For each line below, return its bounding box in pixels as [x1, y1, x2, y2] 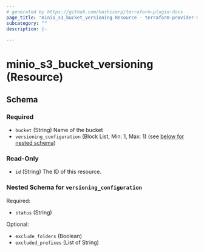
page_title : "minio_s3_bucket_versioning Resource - [6, 15, 143, 21]
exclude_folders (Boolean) [15, 232, 83, 239]
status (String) [15, 208, 53, 216]
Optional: [6, 220, 29, 228]
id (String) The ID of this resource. [15, 168, 102, 176]
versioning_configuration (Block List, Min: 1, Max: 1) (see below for [15, 133, 185, 140]
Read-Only [6, 154, 39, 162]
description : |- [6, 25, 47, 32]
